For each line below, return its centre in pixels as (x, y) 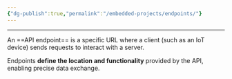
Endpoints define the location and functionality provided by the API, (105, 60)
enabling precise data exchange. (54, 68)
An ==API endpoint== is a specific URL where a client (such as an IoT (106, 39)
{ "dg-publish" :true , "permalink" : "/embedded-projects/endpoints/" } (105, 14)
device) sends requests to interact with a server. (76, 47)
